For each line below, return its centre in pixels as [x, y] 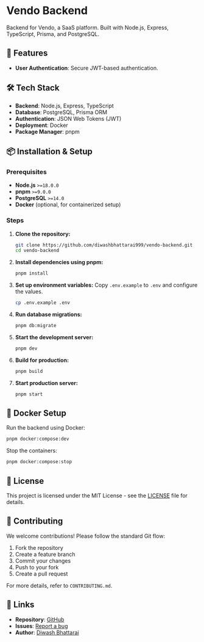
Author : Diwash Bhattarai [47, 632]
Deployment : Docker [41, 125]
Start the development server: [54, 337]
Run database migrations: [48, 314]
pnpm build [29, 371]
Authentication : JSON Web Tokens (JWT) [68, 118]
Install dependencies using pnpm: [59, 262]
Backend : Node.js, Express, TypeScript [64, 106]
